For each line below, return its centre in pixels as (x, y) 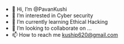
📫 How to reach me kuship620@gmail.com (65, 35)
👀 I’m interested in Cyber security (52, 15)
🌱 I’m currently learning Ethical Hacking (60, 22)
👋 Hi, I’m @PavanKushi (39, 9)
